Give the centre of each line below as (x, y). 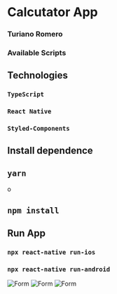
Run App (27, 233)
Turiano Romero (35, 34)
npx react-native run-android (59, 269)
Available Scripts (37, 53)
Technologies (38, 75)
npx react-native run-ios (51, 252)
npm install (33, 210)
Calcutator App (53, 12)
